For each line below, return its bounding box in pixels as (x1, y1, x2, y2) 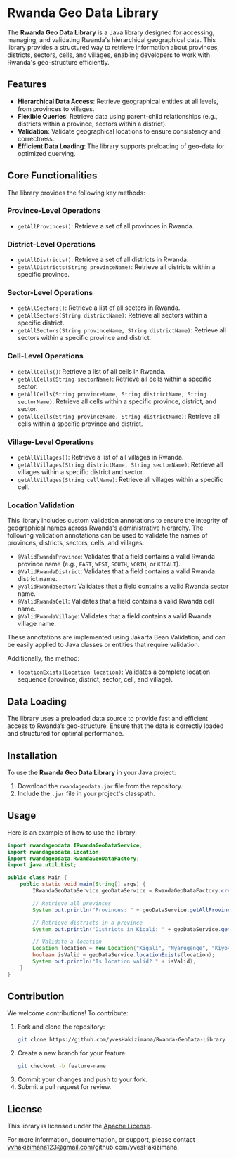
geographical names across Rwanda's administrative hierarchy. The (7, 523, 204, 532)
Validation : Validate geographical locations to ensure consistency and (17, 126, 221, 135)
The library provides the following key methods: (7, 188, 145, 197)
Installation (7, 750, 58, 762)
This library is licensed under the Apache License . (7, 1122, 152, 1131)
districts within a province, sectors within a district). (17, 119, 167, 128)
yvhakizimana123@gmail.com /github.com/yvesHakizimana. (7, 1143, 179, 1152)
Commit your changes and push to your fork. (17, 1075, 147, 1084)
